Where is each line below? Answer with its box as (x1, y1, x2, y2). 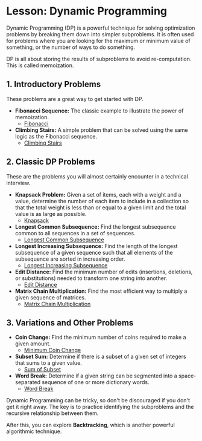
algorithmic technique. (6, 428, 62, 435)
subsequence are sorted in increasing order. (14, 255, 125, 263)
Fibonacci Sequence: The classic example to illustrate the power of (14, 107, 184, 114)
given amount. (14, 340, 51, 347)
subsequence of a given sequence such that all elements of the (14, 249, 173, 256)
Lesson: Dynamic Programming (6, 4, 168, 18)
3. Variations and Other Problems (6, 318, 134, 328)
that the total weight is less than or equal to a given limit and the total (14, 204, 186, 211)
